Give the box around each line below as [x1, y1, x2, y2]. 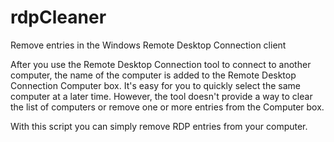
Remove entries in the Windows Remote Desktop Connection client [10, 39, 287, 51]
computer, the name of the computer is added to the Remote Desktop [10, 69, 297, 81]
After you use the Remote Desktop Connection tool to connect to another [10, 58, 312, 70]
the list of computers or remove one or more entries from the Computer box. [10, 101, 325, 113]
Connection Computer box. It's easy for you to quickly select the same [10, 79, 301, 91]
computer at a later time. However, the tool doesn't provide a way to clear [10, 90, 313, 102]
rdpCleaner [10, 6, 107, 29]
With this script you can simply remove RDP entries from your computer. [10, 120, 308, 132]
